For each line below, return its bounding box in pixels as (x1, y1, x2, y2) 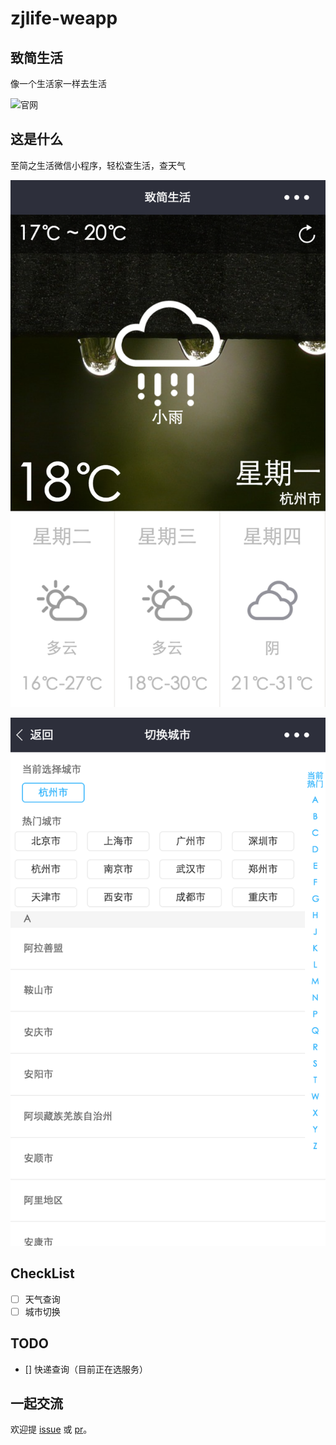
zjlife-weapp (10, 7, 118, 30)
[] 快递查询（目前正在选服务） (24, 1363, 148, 1375)
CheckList (10, 1265, 75, 1282)
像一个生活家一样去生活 (10, 78, 107, 89)
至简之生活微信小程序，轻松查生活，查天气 (10, 159, 186, 171)
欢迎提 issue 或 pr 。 (10, 1423, 93, 1436)
